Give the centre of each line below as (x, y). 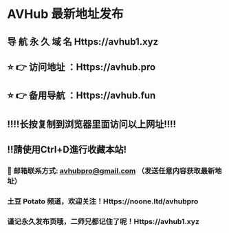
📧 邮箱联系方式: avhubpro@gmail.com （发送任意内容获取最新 (111, 171)
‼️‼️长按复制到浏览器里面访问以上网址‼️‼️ (92, 124)
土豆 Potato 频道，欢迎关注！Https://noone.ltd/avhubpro (103, 201)
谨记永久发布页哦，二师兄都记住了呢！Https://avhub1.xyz (103, 221)
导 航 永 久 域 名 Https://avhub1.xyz (83, 42)
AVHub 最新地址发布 (65, 14)
